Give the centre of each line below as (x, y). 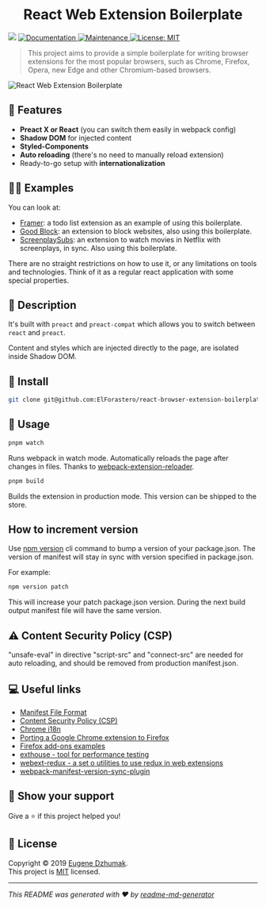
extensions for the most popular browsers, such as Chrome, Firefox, (139, 61)
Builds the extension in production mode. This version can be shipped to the (133, 496)
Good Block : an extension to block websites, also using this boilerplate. (135, 231)
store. (18, 504)
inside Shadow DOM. (42, 357)
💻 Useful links (45, 689)
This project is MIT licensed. (54, 871)
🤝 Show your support (61, 796)
